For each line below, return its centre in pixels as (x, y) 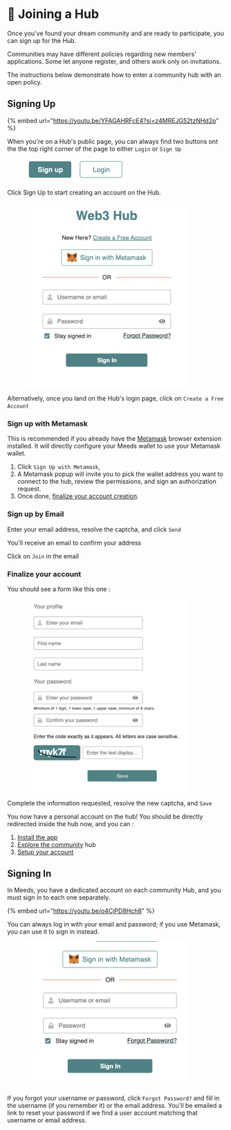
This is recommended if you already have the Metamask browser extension (114, 439)
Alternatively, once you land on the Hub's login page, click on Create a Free (115, 399)
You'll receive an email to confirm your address (74, 543)
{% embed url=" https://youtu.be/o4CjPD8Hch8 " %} (81, 911)
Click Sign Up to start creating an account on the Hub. (84, 192)
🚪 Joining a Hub (53, 14)
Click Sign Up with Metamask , (58, 467)
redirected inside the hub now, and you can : (71, 823)
